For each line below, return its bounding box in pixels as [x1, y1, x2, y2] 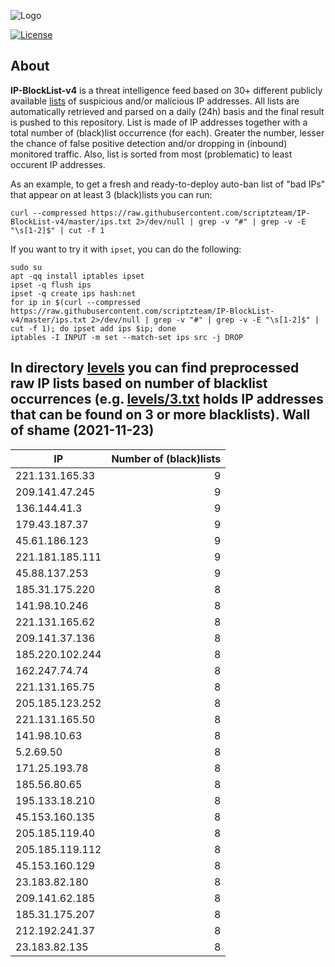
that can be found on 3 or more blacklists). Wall [10, 406, 311, 424]
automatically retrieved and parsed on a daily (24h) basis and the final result [10, 105, 325, 117]
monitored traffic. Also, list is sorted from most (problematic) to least [10, 148, 293, 160]
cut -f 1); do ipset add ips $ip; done [10, 323, 177, 334]
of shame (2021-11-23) [10, 422, 155, 439]
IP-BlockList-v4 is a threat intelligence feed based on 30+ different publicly [10, 84, 323, 96]
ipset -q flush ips [10, 280, 92, 290]
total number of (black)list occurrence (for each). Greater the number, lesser [10, 126, 325, 139]
